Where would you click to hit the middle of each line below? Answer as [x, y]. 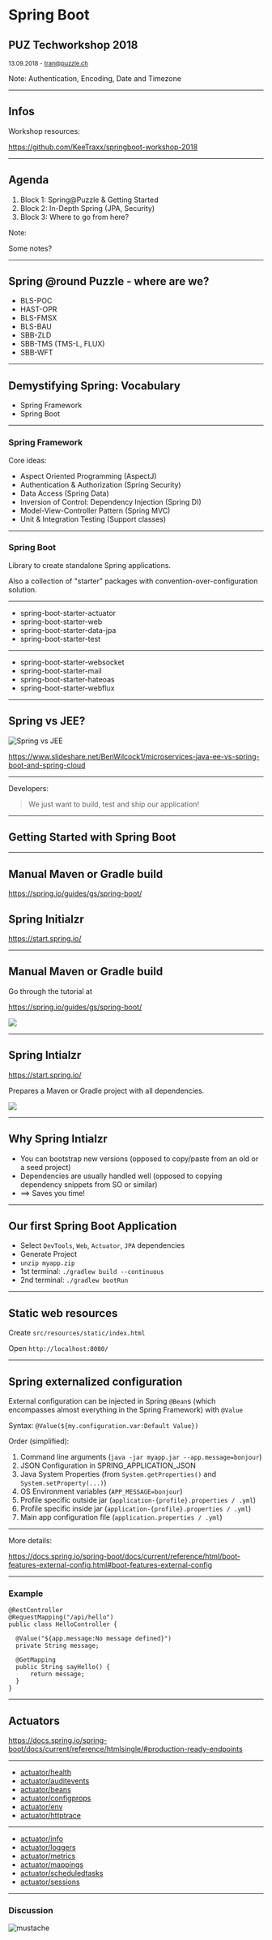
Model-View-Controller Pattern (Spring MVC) [95, 510]
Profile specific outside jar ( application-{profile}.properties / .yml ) [138, 1499]
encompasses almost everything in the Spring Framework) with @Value [126, 1409]
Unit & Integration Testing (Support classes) [93, 519]
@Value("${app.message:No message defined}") [94, 1639]
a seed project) [45, 1167]
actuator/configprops [55, 1798]
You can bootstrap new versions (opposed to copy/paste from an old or [139, 1159]
